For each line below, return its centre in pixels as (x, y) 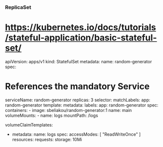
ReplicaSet (18, 7)
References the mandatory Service (77, 86)
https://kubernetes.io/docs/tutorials (81, 28)
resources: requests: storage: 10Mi (47, 139)
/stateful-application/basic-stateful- (81, 38)
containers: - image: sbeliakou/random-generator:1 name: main (69, 110)
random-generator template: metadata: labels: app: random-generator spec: (82, 105)
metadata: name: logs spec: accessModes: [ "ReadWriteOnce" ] (76, 134)
